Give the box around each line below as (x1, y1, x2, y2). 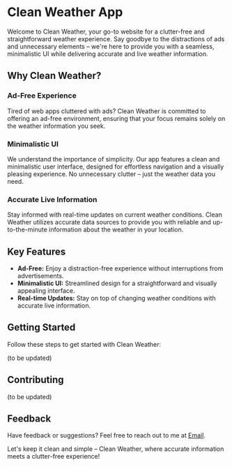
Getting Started (7, 322, 76, 333)
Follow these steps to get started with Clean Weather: (7, 340, 162, 348)
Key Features (7, 245, 66, 257)
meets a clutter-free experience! (7, 452, 100, 461)
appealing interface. (17, 287, 75, 295)
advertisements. (17, 272, 64, 280)
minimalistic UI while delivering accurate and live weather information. (7, 50, 208, 58)
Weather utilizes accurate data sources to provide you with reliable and (7, 218, 211, 227)
